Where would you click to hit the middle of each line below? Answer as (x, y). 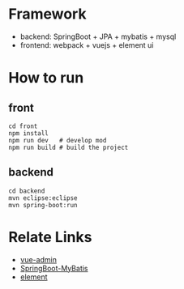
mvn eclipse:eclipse (43, 198)
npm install (28, 133)
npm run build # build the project (68, 147)
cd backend (27, 191)
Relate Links (50, 237)
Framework (47, 14)
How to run (46, 78)
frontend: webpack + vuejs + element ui (87, 45)
